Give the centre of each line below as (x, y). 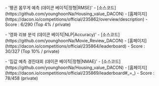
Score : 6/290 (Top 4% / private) (38, 24)
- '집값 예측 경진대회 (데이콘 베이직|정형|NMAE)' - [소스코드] (63, 61)
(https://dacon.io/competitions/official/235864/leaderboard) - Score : (75, 46)
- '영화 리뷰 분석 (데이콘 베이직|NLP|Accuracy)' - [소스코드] (62, 34)
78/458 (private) (22, 78)
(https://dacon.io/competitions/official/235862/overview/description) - (76, 19)
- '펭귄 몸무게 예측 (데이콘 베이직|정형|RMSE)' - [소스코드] (61, 8)
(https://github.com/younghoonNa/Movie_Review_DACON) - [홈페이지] (76, 41)
